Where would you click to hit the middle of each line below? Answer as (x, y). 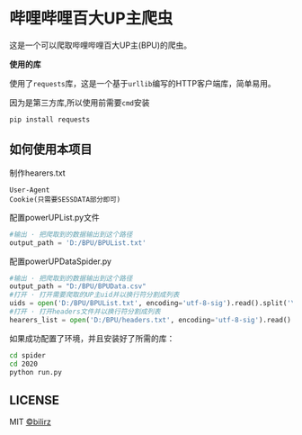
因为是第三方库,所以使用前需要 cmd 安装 (80, 102)
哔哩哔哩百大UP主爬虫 (91, 18)
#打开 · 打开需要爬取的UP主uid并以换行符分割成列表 (94, 295)
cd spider (28, 355)
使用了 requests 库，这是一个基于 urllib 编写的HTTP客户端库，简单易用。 (142, 83)
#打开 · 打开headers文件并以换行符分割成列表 (85, 312)
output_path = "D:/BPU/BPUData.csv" (78, 286)
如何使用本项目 (51, 150)
